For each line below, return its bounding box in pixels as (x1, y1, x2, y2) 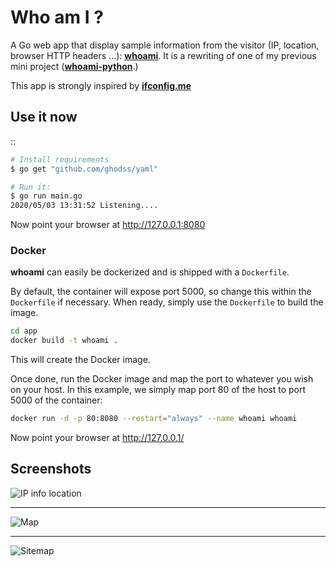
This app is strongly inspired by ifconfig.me (10, 79, 192, 91)
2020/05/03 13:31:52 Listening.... (10, 201, 159, 211)
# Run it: (10, 182, 52, 192)
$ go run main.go (10, 191, 83, 201)
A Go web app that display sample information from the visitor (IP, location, (10, 39, 320, 51)
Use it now (10, 109, 78, 126)
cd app (10, 326, 38, 336)
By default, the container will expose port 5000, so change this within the (10, 286, 312, 298)
